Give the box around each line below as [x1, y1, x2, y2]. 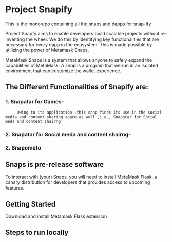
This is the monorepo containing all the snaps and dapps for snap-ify [5, 21, 151, 27]
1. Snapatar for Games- [5, 98, 64, 105]
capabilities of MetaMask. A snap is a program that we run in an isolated [5, 62, 158, 68]
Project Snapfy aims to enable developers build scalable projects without [5, 30, 160, 36]
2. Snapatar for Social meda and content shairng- [5, 131, 131, 138]
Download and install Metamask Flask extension [5, 213, 107, 219]
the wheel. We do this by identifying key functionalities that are [26, 36, 159, 42]
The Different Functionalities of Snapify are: [5, 83, 149, 91]
